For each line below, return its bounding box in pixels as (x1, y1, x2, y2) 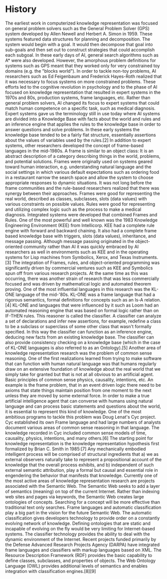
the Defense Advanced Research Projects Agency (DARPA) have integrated (5, 541, 160, 547)
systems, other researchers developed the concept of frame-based (5, 142, 144, 148)
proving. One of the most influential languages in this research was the (5, 286, 151, 292)
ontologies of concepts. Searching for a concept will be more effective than (5, 499, 161, 505)
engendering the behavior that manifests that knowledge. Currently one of (5, 472, 158, 478)
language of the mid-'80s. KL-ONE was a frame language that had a (15, 292, 156, 298)
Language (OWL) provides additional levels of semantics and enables (5, 562, 148, 569)
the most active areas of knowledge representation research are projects (5, 477, 155, 484)
